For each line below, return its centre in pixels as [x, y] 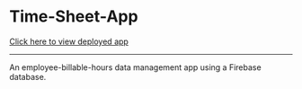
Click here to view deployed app [69, 41]
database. [28, 76]
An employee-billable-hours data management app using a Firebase [136, 67]
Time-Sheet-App [74, 17]
